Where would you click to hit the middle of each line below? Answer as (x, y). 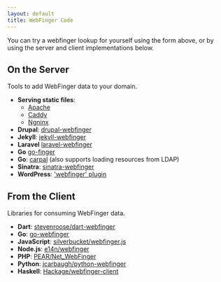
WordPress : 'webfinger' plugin (62, 174)
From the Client (41, 196)
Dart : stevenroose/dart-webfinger (66, 227)
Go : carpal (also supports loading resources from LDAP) (98, 160)
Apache (39, 107)
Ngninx (38, 122)
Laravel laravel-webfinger (55, 145)
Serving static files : (46, 100)
